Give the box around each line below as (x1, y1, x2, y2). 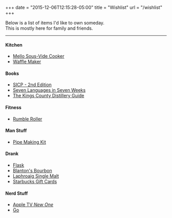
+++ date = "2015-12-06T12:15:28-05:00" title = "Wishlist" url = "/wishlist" (5, 5, 163, 10)
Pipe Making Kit (12, 138, 46, 145)
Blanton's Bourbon (12, 168, 52, 174)
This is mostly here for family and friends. (5, 25, 93, 31)
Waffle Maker (12, 58, 41, 65)
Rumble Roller (12, 115, 42, 122)
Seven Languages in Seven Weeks (12, 87, 86, 93)
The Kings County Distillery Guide (12, 92, 84, 99)
